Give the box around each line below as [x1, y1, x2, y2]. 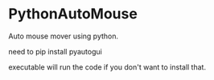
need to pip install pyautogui [8, 46, 102, 56]
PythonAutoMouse [8, 5, 138, 23]
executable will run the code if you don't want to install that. [8, 62, 207, 72]
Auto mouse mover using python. [8, 31, 119, 41]
